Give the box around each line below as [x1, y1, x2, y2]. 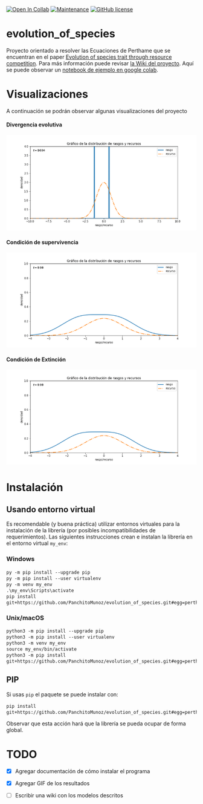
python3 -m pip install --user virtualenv [6, 634, 115, 641]
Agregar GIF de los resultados [14, 779, 90, 786]
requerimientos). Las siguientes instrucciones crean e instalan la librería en [6, 533, 193, 541]
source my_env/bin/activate [6, 646, 77, 653]
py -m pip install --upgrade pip [6, 569, 91, 575]
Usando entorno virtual [6, 505, 95, 515]
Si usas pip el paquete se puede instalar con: [6, 690, 119, 698]
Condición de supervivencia [6, 238, 79, 246]
